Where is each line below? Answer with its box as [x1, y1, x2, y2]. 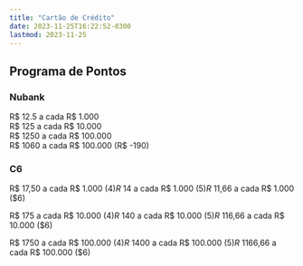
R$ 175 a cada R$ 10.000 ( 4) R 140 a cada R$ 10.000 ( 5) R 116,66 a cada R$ [9, 210, 285, 222]
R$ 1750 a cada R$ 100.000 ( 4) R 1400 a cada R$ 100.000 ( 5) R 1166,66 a [9, 237, 278, 249]
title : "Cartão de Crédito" [9, 13, 116, 23]
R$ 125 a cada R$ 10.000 [9, 121, 102, 132]
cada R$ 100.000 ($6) [9, 247, 91, 258]
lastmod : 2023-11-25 [9, 30, 88, 39]
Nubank [9, 90, 45, 103]
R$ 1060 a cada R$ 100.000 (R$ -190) [9, 140, 149, 151]
